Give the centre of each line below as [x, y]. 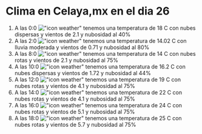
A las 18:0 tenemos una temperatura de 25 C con [98, 118]
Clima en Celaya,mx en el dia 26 [88, 11]
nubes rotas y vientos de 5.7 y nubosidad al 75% [75, 124]
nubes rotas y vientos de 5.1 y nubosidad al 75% [75, 112]
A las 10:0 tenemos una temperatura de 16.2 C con [100, 66]
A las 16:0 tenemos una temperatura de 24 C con [98, 105]
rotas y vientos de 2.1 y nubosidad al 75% [66, 60]
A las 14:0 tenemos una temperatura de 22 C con [98, 92]
